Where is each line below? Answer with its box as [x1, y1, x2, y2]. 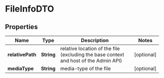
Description [81, 37, 109, 44]
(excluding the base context [60, 51, 124, 58]
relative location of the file [60, 45, 120, 52]
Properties [5, 23, 38, 31]
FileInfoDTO [5, 3, 55, 15]
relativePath [7, 51, 37, 58]
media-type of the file [60, 65, 111, 72]
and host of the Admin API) [60, 57, 122, 64]
